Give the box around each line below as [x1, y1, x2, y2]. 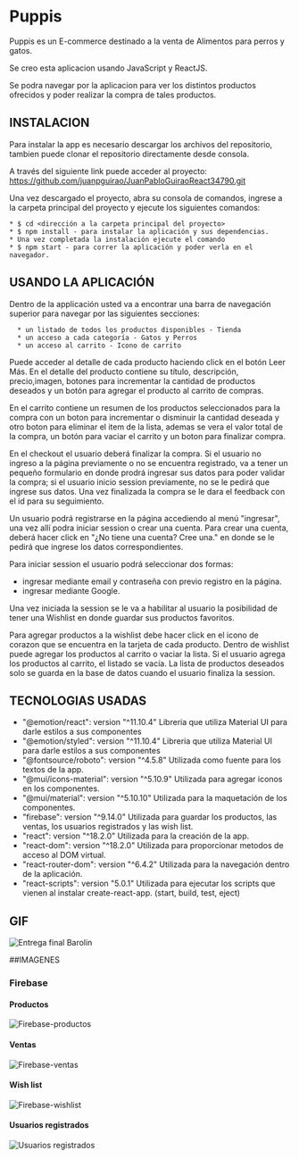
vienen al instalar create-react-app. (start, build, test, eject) [21, 888, 241, 898]
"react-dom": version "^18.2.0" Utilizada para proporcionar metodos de [21, 840, 284, 851]
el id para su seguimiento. [9, 496, 104, 506]
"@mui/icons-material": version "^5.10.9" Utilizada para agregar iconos [21, 774, 283, 785]
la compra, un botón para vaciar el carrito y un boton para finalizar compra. [9, 430, 286, 441]
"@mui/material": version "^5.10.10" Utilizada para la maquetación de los [21, 793, 287, 804]
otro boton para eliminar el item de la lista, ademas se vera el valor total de [9, 421, 284, 432]
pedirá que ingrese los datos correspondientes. [9, 541, 184, 552]
